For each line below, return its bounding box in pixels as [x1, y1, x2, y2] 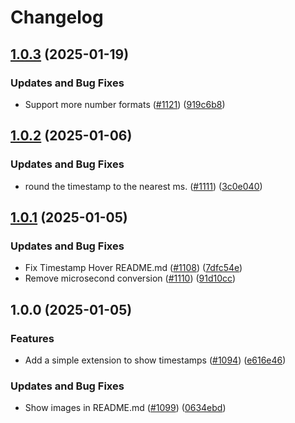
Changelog [10, 6, 104, 29]
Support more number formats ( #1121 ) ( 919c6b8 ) [24, 98, 226, 110]
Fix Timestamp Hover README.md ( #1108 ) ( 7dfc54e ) [24, 262, 243, 274]
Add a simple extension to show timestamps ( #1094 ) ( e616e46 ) [24, 354, 287, 366]
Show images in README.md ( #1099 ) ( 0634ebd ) [24, 402, 227, 414]
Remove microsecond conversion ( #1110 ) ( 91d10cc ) [24, 272, 237, 285]
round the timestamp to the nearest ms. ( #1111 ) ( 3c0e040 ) [24, 180, 263, 192]
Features [10, 331, 55, 345]
